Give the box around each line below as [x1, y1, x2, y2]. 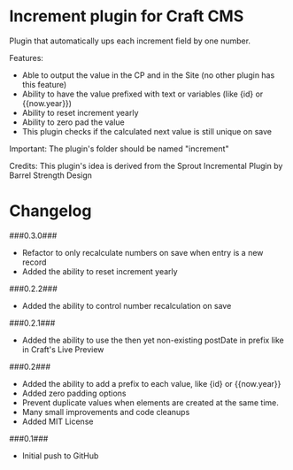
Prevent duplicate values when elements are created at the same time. [21, 397, 279, 408]
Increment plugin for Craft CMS [9, 6, 244, 27]
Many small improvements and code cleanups [21, 406, 190, 417]
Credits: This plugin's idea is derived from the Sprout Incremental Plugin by [9, 160, 283, 171]
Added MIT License [21, 416, 94, 427]
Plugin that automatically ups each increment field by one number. [9, 35, 251, 46]
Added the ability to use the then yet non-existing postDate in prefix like [21, 335, 285, 345]
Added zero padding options [21, 388, 127, 398]
